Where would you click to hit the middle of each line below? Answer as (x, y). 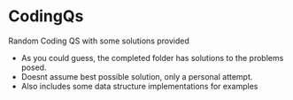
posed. (34, 67)
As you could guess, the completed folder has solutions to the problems (152, 58)
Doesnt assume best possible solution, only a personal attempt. (137, 76)
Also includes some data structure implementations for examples (139, 86)
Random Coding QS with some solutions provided (99, 41)
